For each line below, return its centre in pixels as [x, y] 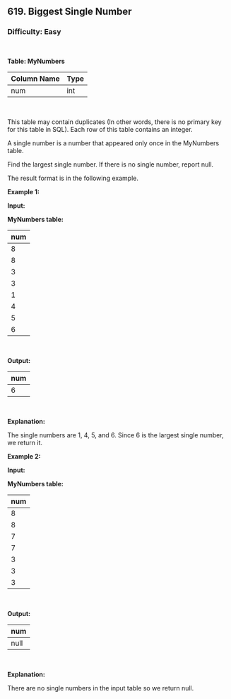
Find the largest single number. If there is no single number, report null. [111, 164]
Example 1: [24, 191]
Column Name [35, 79]
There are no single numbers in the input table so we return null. [101, 688]
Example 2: [24, 456]
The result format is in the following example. [73, 178]
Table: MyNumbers [36, 61]
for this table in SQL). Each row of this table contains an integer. [100, 129]
